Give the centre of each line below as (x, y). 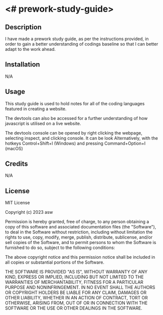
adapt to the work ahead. (30, 49)
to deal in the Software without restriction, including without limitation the (79, 232)
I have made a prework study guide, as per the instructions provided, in (77, 39)
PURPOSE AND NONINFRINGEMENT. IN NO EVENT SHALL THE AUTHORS (80, 288)
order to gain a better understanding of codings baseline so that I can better (81, 44)
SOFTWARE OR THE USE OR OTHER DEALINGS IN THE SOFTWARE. (74, 308)
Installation (23, 65)
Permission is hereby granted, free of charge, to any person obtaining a (77, 222)
